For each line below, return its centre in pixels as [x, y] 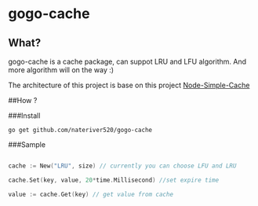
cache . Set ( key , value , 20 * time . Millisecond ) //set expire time [114, 180]
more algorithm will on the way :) [61, 70]
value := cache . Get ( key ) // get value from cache [91, 194]
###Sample [27, 145]
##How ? [23, 100]
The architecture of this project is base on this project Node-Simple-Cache [129, 85]
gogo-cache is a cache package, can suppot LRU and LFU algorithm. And [127, 61]
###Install [24, 116]
